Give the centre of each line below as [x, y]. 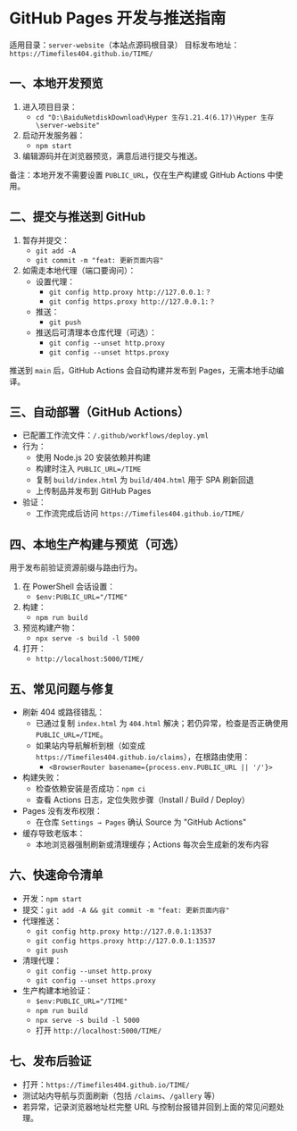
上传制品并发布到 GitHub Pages [93, 491]
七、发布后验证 [50, 1061]
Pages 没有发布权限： [62, 811]
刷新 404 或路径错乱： [63, 712]
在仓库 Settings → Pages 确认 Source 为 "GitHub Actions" [141, 822]
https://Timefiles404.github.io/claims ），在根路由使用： [143, 757]
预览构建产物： [49, 628]
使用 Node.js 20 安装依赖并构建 [93, 457]
